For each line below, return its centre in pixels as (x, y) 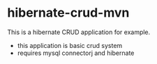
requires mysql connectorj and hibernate (76, 53)
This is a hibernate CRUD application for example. (79, 32)
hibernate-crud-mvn (68, 13)
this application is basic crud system (70, 45)
